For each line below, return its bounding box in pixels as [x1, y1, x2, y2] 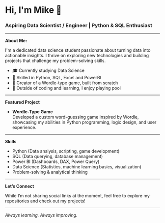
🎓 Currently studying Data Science [12, 67, 85, 73]
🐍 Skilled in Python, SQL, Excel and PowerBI [12, 75, 102, 81]
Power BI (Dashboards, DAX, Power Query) [12, 159, 100, 164]
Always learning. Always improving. [5, 212, 78, 218]
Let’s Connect [5, 183, 34, 189]
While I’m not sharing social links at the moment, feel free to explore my [5, 193, 150, 199]
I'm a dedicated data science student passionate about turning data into [5, 47, 151, 53]
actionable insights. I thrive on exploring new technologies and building [5, 53, 149, 59]
